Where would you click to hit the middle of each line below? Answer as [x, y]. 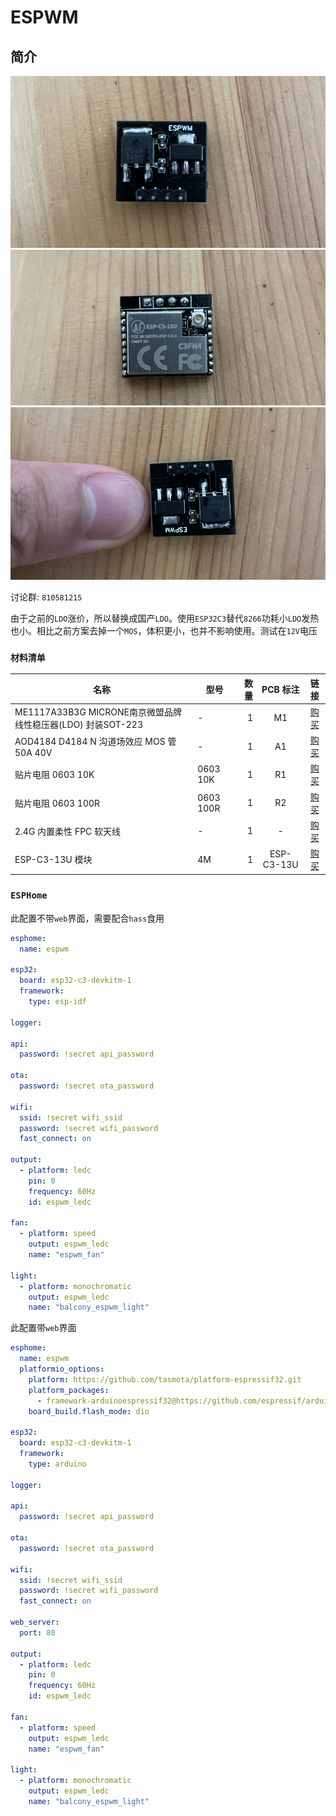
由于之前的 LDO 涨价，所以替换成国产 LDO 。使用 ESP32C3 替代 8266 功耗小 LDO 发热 [165, 618]
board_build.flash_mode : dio [89, 1411]
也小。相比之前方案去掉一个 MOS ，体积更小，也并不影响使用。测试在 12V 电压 [164, 630]
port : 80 [37, 1632]
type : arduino [57, 1464]
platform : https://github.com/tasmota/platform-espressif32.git [165, 1379]
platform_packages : [69, 1390]
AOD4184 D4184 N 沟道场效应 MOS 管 [95, 741]
